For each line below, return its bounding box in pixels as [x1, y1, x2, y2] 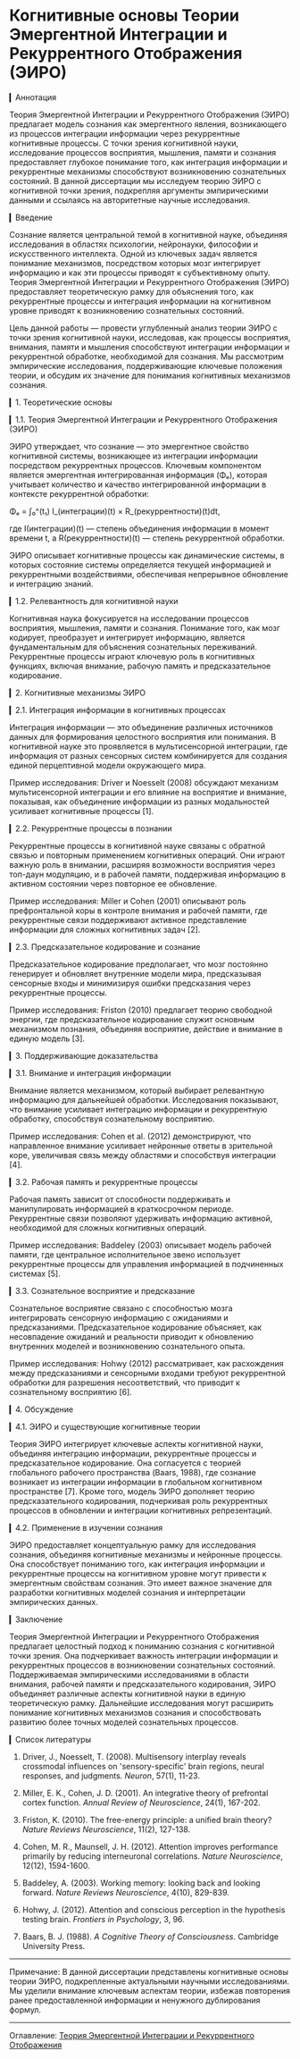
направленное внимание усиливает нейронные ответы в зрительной [9, 1140, 273, 1151]
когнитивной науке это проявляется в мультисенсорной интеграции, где [9, 741, 288, 752]
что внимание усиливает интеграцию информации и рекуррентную [9, 1104, 268, 1114]
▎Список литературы [9, 1734, 92, 1744]
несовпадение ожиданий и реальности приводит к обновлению [9, 1331, 254, 1341]
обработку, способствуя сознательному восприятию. [9, 1114, 215, 1124]
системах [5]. [9, 1268, 61, 1279]
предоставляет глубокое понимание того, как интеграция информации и [9, 156, 287, 167]
